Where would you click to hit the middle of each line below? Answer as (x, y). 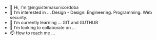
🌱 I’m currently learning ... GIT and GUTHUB (54, 22)
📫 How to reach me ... (32, 33)
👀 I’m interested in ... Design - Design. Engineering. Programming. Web (81, 12)
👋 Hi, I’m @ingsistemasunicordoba (44, 7)
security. (19, 17)
